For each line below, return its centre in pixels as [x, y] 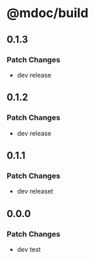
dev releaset [35, 191]
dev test [29, 249]
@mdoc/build [48, 13]
